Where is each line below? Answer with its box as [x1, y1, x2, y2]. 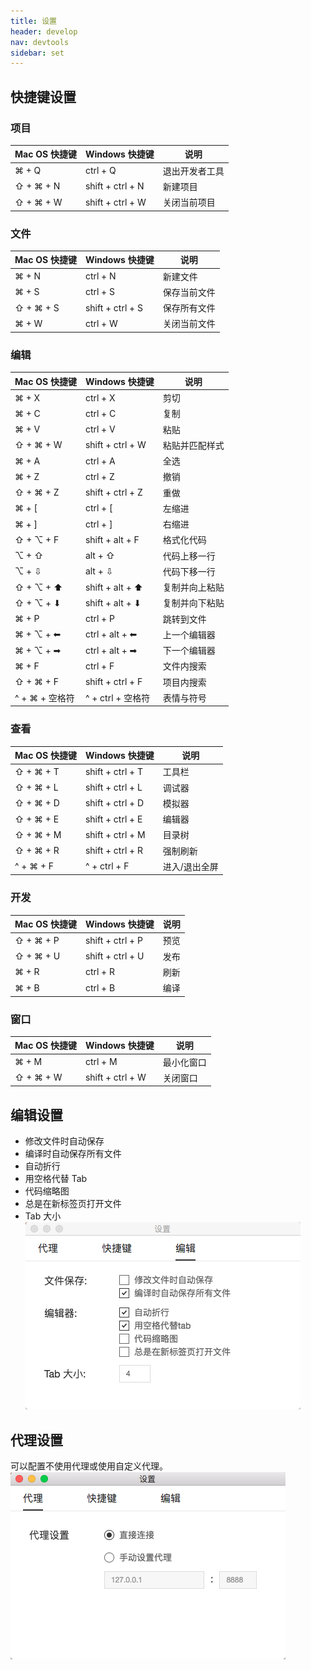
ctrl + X [84, 391, 116, 404]
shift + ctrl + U [84, 950, 145, 962]
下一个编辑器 [162, 645, 216, 657]
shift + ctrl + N [84, 180, 145, 192]
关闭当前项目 [162, 196, 216, 209]
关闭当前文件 [162, 318, 216, 330]
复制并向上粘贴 [162, 581, 225, 594]
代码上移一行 [162, 550, 216, 562]
